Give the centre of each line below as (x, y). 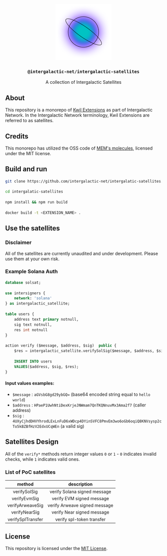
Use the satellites (33, 228)
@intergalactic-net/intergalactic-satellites (83, 72)
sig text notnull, (33, 325)
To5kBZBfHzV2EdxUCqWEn (36, 426)
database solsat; (23, 282)
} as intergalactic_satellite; (38, 304)
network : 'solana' (33, 298)
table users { (20, 314)
